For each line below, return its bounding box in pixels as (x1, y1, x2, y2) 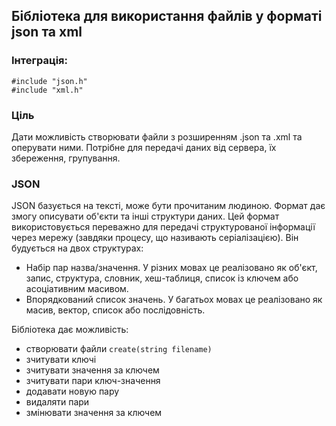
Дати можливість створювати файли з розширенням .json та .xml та (11, 130, 303, 143)
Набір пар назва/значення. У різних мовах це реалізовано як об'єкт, (25, 262, 318, 274)
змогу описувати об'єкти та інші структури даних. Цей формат (11, 210, 280, 223)
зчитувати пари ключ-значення (25, 375, 161, 387)
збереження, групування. (11, 152, 121, 164)
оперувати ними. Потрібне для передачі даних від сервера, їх (11, 141, 277, 153)
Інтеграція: (11, 54, 69, 68)
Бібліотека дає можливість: (11, 324, 129, 336)
